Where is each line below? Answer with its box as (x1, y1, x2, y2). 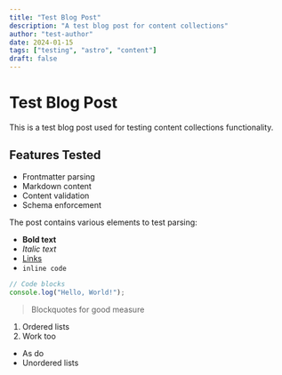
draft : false (9, 54, 58, 63)
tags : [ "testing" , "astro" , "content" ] (9, 46, 157, 55)
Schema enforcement (21, 199, 102, 210)
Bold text (21, 234, 57, 244)
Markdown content (21, 180, 92, 191)
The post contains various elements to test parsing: (9, 217, 197, 227)
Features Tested (9, 148, 101, 163)
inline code (21, 264, 67, 273)
